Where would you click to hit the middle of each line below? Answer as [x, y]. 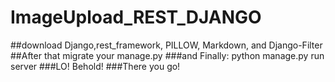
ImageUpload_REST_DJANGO [136, 17]
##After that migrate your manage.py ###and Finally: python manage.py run [167, 55]
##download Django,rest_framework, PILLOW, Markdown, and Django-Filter [166, 45]
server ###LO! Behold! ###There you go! [95, 66]
